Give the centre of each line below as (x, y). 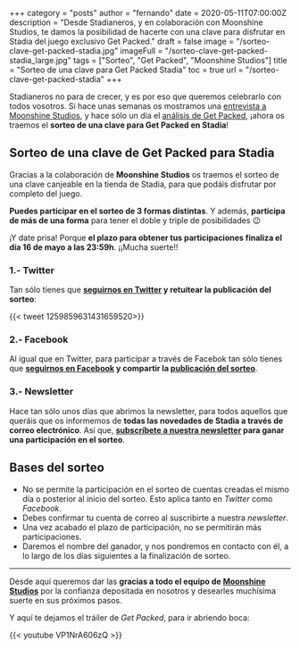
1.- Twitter (32, 270)
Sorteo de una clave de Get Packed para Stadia (142, 153)
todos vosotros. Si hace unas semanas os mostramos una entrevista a (138, 106)
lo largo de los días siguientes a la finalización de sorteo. (126, 555)
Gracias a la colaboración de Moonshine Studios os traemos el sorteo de (144, 174)
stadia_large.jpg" (40, 60)
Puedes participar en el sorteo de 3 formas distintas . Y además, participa (147, 211)
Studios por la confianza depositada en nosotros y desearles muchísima (143, 591)
